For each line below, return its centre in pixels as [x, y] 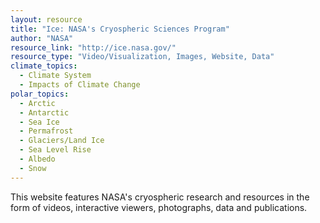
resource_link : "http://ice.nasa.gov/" [93, 47]
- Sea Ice [39, 122]
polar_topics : [40, 94]
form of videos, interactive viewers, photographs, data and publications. [159, 207]
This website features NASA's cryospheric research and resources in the [160, 197]
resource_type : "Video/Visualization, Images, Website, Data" [142, 57]
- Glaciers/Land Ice [62, 141]
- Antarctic [44, 112]
